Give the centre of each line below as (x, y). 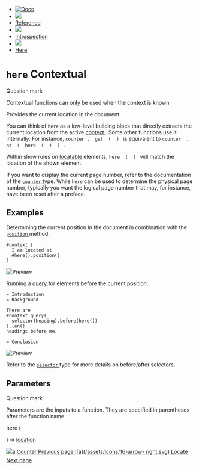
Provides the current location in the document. (64, 114)
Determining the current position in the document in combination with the (97, 227)
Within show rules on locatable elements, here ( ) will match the (91, 156)
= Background (22, 300)
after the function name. (36, 416)
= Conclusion (22, 342)
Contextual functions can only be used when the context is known (88, 102)
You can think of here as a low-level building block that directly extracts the (99, 126)
